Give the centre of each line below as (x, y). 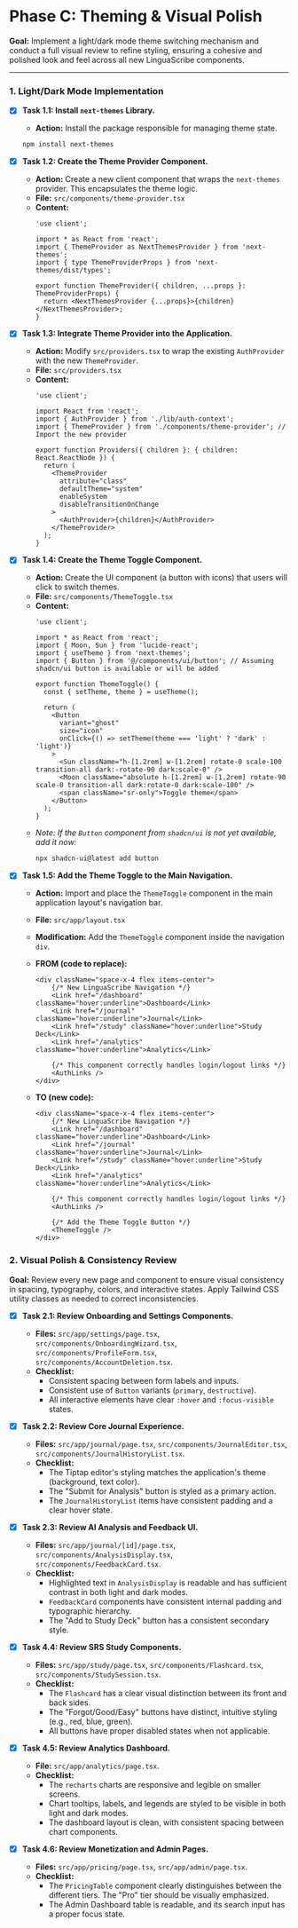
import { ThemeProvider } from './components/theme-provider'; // (161, 427)
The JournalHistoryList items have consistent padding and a (161, 1500)
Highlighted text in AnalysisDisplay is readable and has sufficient (168, 1583)
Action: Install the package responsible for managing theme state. (156, 128)
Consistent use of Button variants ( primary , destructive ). (153, 1390)
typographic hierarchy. (90, 1611)
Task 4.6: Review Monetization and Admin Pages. (115, 1849)
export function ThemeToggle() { (97, 684)
